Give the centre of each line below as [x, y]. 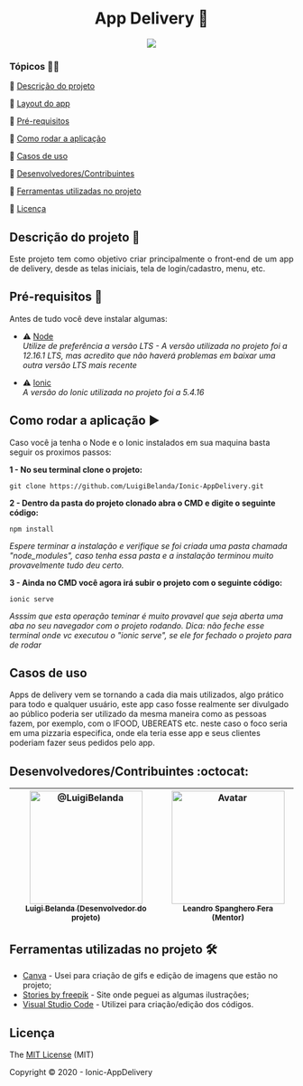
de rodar [26, 645]
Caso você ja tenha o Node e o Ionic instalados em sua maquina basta [140, 442]
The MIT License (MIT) [52, 1054]
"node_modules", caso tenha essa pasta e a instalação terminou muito [142, 555]
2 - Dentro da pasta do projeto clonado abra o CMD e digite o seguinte [142, 503]
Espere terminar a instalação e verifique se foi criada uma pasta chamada [148, 545]
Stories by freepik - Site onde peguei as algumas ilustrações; [136, 995]
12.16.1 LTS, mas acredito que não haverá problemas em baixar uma [149, 355]
